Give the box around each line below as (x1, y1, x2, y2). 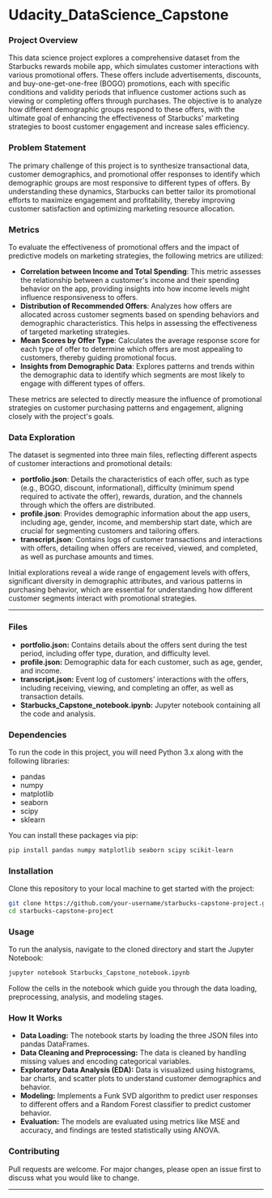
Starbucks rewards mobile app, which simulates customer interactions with (8, 62, 259, 71)
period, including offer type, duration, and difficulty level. (19, 648, 210, 658)
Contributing (8, 1145, 60, 1157)
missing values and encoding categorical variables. (19, 1056, 192, 1067)
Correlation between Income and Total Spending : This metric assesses (19, 267, 261, 276)
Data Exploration (8, 432, 75, 443)
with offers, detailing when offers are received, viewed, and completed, (19, 543, 258, 553)
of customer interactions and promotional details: (8, 459, 172, 469)
